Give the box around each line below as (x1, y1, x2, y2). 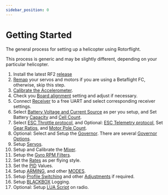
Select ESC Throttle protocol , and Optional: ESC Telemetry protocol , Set (13, 120, 163, 126)
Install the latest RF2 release (13, 71, 72, 77)
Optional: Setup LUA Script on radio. (13, 184, 89, 190)
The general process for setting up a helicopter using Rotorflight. (6, 46, 141, 52)
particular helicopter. (6, 61, 49, 67)
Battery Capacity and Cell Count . (13, 114, 82, 120)
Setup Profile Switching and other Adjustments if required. (13, 173, 135, 179)
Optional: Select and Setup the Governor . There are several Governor (13, 130, 157, 136)
